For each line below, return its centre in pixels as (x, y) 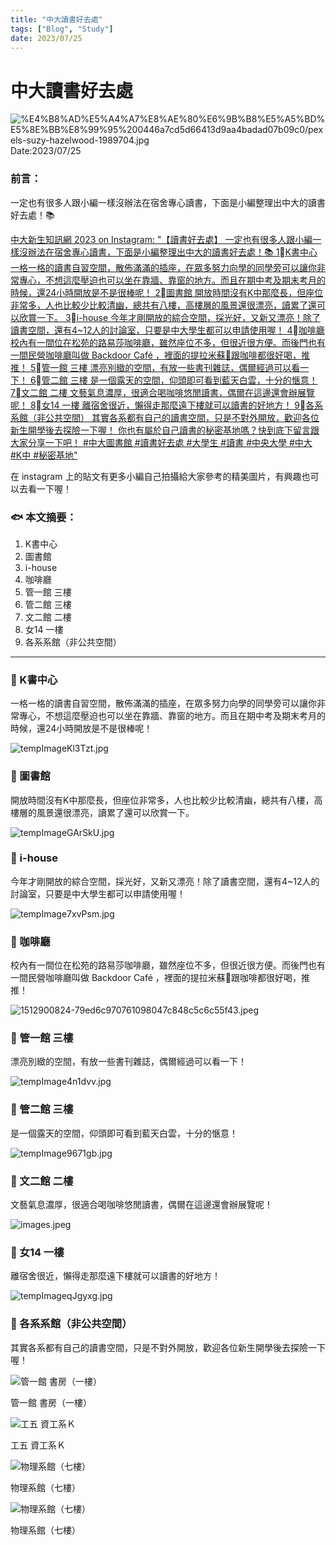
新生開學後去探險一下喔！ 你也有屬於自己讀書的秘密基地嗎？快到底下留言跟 (165, 430)
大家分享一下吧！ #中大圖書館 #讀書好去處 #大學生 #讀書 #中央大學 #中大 (161, 442)
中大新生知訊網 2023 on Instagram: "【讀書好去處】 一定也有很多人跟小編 (161, 239)
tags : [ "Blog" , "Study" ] (62, 29)
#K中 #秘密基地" (44, 455)
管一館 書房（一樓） (51, 1402)
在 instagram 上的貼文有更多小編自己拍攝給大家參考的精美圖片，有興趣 (156, 476)
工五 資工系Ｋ (38, 1445)
